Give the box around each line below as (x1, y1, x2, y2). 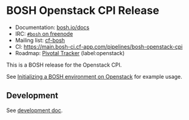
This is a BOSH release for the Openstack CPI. (6, 61, 122, 68)
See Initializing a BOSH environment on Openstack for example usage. (6, 73, 182, 80)
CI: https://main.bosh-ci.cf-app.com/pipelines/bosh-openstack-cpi (15, 43, 183, 50)
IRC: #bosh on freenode (15, 30, 74, 37)
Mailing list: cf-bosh (15, 36, 65, 44)
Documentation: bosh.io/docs (15, 24, 90, 31)
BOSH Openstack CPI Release (6, 4, 160, 18)
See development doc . (6, 107, 63, 114)
